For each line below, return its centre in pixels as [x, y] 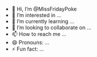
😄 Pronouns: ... [31, 42]
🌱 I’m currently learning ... [43, 21]
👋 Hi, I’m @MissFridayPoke [44, 9]
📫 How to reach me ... [39, 34]
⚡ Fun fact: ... [28, 49]
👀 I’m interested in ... [36, 15]
